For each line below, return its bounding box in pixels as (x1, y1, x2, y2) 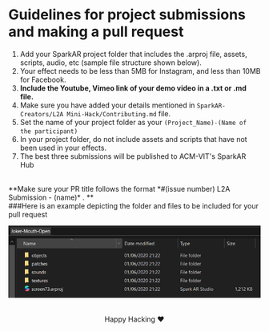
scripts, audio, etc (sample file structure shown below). (19, 58, 202, 67)
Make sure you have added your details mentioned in (19, 100, 195, 110)
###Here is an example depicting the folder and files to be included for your (8, 200, 259, 210)
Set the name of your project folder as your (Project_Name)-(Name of (19, 117, 247, 127)
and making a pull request (8, 22, 184, 41)
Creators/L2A (19, 110, 64, 118)
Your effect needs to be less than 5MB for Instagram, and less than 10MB (19, 66, 261, 75)
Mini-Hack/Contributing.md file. (66, 108, 171, 118)
